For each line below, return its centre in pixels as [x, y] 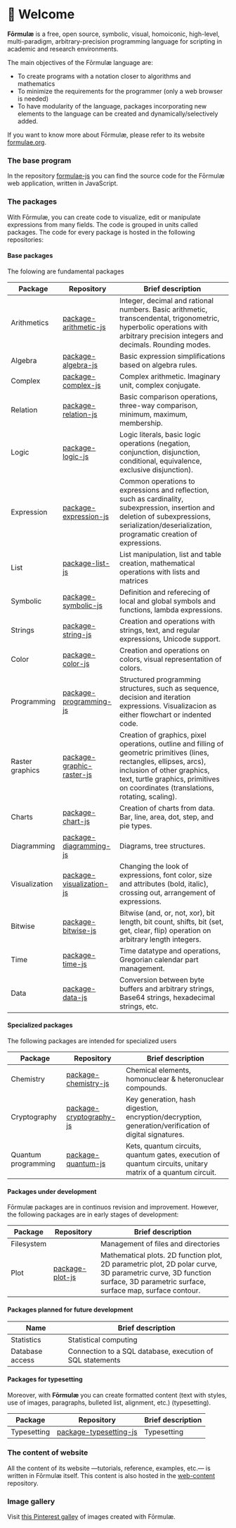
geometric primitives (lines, [164, 752]
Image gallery [31, 1501]
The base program [39, 160]
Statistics [26, 1340]
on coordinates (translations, [166, 787]
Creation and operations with [167, 621]
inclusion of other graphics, [164, 770]
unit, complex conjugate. [160, 385]
